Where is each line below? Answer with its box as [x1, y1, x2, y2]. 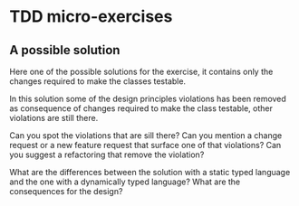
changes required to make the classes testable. [9, 76, 187, 87]
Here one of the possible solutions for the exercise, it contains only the [9, 66, 274, 77]
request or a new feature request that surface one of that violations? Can [9, 140, 282, 150]
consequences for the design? [9, 186, 123, 196]
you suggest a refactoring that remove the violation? [9, 149, 205, 160]
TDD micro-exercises [9, 6, 173, 27]
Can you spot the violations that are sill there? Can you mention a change [9, 130, 283, 141]
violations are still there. [9, 113, 99, 123]
